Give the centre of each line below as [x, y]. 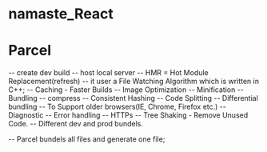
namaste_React [61, 14]
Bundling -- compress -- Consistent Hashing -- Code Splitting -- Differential [133, 98]
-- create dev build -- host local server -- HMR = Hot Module [109, 73]
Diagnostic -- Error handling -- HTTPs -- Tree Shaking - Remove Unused [128, 115]
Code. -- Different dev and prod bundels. [76, 124]
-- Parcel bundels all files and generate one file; [87, 139]
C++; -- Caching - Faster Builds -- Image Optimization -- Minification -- [126, 90]
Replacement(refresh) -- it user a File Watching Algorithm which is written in [134, 82]
